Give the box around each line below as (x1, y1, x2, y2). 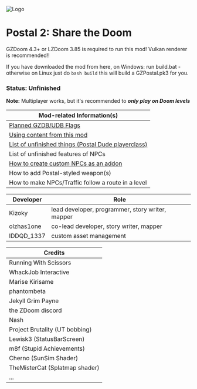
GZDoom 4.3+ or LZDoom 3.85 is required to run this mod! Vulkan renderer (6, 45, 188, 52)
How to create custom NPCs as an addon (9, 159, 123, 167)
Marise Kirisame (9, 278, 54, 286)
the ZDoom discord (9, 306, 62, 314)
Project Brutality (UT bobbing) (9, 326, 92, 334)
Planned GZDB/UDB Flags (9, 121, 80, 129)
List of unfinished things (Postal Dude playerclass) (9, 140, 148, 149)
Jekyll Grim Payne (9, 297, 59, 305)
